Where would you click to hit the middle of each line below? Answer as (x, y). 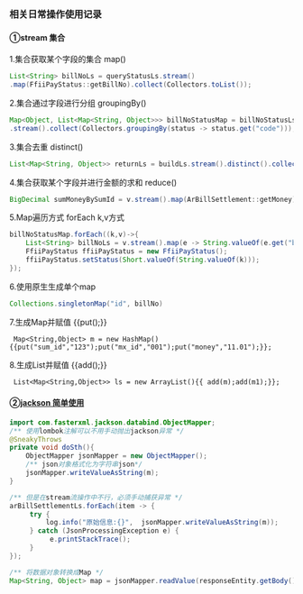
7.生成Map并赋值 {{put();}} (58, 322)
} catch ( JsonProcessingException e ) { (104, 531)
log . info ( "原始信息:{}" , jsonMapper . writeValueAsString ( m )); (162, 523)
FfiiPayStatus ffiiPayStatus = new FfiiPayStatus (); (127, 251)
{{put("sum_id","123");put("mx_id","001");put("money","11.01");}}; (141, 347)
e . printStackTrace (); (90, 539)
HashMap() (141, 339)
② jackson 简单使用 (47, 403)
